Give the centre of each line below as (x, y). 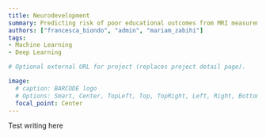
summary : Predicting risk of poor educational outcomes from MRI (118, 23)
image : (19, 81)
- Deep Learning (35, 52)
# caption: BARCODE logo (56, 88)
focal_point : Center (49, 103)
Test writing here (36, 126)
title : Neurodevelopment (49, 15)
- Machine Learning (40, 45)
